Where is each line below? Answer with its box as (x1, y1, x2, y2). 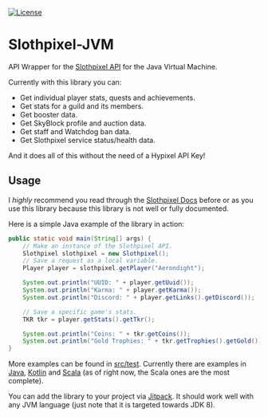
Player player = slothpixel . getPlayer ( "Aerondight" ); (22, 264, 205, 272)
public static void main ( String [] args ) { (8, 234, 152, 243)
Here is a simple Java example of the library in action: (8, 219, 185, 228)
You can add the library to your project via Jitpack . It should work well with (8, 391, 254, 401)
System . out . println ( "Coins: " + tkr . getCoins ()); (22, 330, 191, 338)
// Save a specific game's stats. (22, 308, 137, 316)
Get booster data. (19, 109, 78, 119)
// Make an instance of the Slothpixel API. (22, 242, 173, 250)
